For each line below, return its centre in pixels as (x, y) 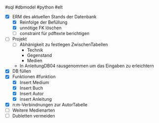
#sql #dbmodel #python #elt (34, 7)
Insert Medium (34, 82)
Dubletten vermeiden (33, 116)
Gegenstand (39, 55)
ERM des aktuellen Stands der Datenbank (54, 17)
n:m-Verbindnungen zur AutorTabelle (50, 104)
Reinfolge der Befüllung (44, 22)
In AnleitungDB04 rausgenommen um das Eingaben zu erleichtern (87, 66)
